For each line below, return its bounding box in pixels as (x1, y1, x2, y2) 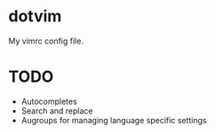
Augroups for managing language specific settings (20, 114, 207, 125)
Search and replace (20, 105, 94, 116)
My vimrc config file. (8, 35, 84, 46)
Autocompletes (20, 96, 77, 106)
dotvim (8, 6, 62, 27)
